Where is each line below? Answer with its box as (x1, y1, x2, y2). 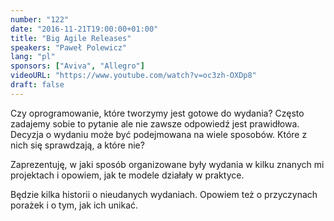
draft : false (10, 80, 65, 90)
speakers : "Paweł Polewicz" (10, 42, 128, 53)
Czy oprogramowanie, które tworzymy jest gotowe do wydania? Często (10, 107, 305, 119)
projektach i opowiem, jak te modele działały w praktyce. (10, 169, 245, 181)
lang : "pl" (10, 52, 56, 62)
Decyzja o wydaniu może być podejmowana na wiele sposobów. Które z (10, 128, 308, 140)
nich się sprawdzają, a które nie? (10, 139, 145, 151)
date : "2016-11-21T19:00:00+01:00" (10, 24, 159, 34)
